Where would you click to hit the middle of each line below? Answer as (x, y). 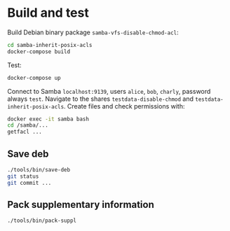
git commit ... (29, 183)
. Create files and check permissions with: (124, 106)
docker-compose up (34, 78)
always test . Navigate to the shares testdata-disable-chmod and (101, 99)
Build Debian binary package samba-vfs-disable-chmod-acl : (93, 32)
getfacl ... (25, 132)
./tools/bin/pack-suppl (42, 221)
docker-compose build (39, 51)
